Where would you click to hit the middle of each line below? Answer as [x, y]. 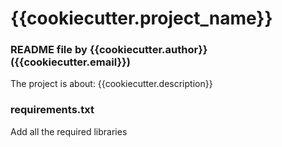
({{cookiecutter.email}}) [70, 62]
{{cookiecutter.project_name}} [141, 18]
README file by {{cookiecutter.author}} [109, 50]
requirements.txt [52, 110]
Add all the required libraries [69, 131]
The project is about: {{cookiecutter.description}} [111, 84]
